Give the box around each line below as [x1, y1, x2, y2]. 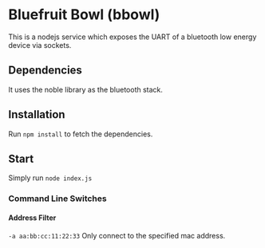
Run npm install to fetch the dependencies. [8, 129, 153, 139]
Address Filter [8, 213, 57, 222]
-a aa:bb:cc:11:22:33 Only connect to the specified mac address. [8, 230, 226, 240]
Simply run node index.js [8, 173, 93, 183]
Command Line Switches [8, 193, 107, 204]
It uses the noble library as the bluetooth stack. [8, 85, 164, 94]
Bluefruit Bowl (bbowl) [8, 6, 160, 24]
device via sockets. [8, 40, 72, 49]
